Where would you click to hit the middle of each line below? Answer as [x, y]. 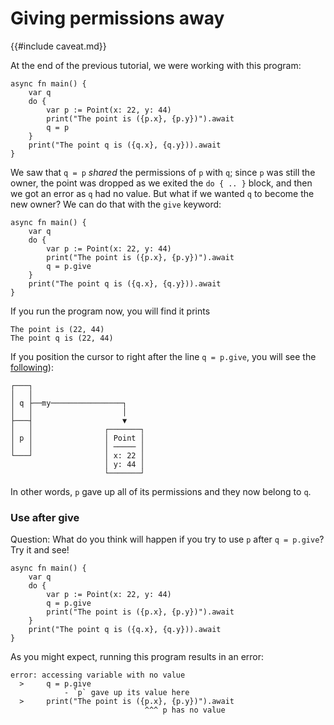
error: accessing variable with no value [98, 675]
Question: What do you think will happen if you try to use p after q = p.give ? [167, 539]
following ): [32, 367]
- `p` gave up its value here [126, 693]
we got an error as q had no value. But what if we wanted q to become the [162, 193]
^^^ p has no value [185, 710]
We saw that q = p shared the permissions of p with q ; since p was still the [163, 172]
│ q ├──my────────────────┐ [69, 403]
